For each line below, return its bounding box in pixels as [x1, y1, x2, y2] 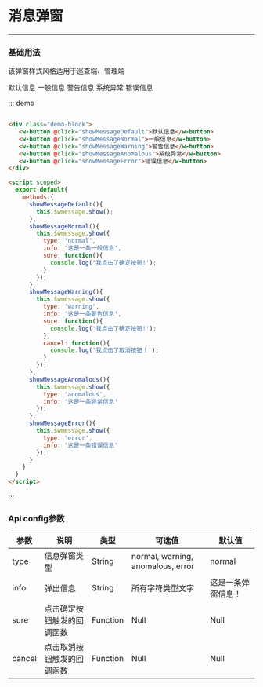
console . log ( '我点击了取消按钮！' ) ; [49, 346, 159, 354]
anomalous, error [131, 561, 195, 572]
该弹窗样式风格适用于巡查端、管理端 [8, 66, 125, 75]
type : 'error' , [42, 433, 92, 442]
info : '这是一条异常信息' [42, 397, 119, 405]
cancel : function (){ [42, 339, 110, 347]
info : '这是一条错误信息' [42, 441, 119, 449]
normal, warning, [131, 551, 194, 562]
